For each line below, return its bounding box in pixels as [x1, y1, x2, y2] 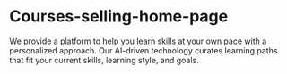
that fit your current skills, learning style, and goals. [9, 54, 199, 65]
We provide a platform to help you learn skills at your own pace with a [9, 36, 267, 46]
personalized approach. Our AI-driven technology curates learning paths [9, 45, 278, 55]
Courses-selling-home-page [9, 6, 229, 27]
